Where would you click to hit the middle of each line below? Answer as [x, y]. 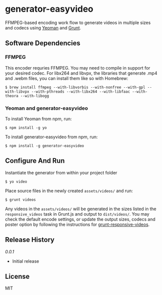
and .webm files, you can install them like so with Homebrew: [67, 78]
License [17, 276]
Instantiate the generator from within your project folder [61, 172]
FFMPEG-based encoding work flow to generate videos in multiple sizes [78, 23]
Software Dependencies [43, 43]
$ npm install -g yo [26, 128]
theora [12, 96]
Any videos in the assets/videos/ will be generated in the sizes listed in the [81, 209]
